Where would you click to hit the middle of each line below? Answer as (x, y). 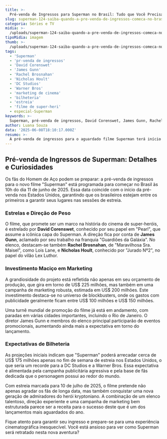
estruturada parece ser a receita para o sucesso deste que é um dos (75, 407)
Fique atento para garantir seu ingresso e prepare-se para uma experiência (82, 422)
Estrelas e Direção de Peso (38, 213)
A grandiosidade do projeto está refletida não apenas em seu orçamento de (83, 279)
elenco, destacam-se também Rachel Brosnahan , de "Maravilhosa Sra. (78, 245)
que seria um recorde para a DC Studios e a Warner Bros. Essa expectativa (82, 365)
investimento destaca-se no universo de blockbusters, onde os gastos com (82, 295)
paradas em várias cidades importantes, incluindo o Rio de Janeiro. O (76, 315)
